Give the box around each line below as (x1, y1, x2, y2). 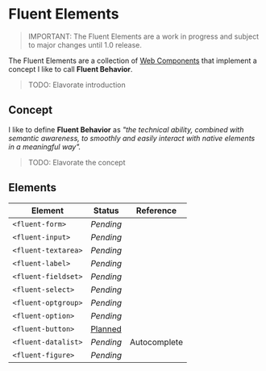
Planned (90, 323, 123, 335)
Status (93, 205, 119, 216)
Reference (135, 205, 177, 216)
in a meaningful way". (8, 142, 81, 152)
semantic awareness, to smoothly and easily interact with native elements (8, 133, 256, 143)
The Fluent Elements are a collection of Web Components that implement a (8, 56, 258, 65)
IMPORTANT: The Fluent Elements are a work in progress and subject (27, 31, 260, 41)
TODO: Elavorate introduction (27, 80, 127, 90)
